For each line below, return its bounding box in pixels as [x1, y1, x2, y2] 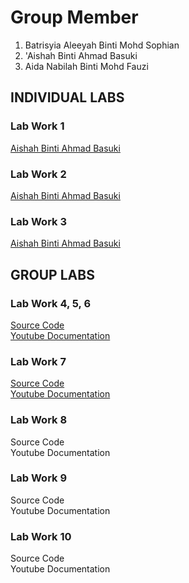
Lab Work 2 [10, 167, 67, 181]
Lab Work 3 [10, 214, 67, 228]
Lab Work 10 [10, 529, 72, 543]
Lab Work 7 [10, 354, 67, 368]
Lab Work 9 [10, 471, 68, 485]
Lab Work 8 [10, 413, 68, 427]
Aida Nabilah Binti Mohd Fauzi [24, 60, 149, 72]
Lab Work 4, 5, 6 [10, 296, 92, 310]
